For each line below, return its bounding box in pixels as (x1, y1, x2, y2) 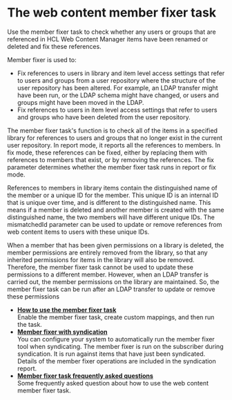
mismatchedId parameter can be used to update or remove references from (7, 220, 222, 228)
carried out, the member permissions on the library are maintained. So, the (7, 277, 220, 286)
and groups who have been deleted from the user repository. (17, 112, 191, 121)
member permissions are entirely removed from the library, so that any (7, 248, 209, 257)
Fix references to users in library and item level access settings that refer (17, 69, 225, 77)
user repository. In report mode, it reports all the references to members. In (7, 141, 221, 149)
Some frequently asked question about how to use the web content (17, 379, 209, 387)
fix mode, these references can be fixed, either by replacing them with (7, 148, 207, 157)
